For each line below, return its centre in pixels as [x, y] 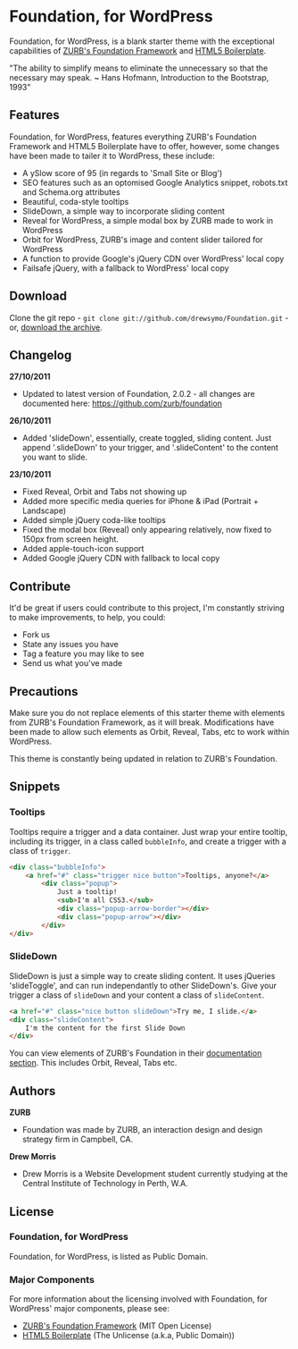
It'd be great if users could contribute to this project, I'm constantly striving [147, 608]
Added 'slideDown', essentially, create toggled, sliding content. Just [147, 438]
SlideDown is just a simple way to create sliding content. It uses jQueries [142, 975]
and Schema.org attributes [71, 192]
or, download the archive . [56, 327]
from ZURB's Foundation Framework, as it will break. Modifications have [142, 722]
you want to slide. [54, 457]
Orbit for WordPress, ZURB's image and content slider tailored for [142, 240]
